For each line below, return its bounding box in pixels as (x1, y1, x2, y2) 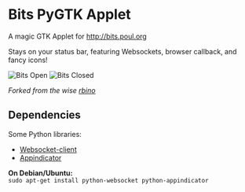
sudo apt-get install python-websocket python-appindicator (8, 176, 210, 184)
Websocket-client (19, 144, 77, 154)
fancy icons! (8, 55, 49, 65)
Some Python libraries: (8, 129, 82, 138)
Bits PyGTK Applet (8, 6, 131, 24)
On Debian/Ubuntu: (8, 168, 73, 178)
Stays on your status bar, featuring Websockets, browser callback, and (8, 46, 237, 56)
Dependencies (8, 109, 81, 122)
